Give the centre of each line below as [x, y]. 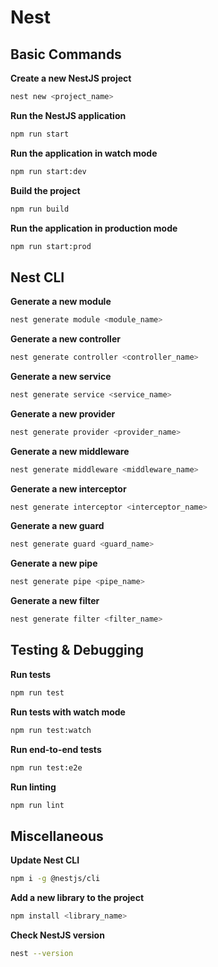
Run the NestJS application [68, 115]
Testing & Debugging [77, 650]
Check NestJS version [57, 935]
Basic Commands [66, 54]
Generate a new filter [55, 601]
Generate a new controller [65, 339]
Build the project [45, 190]
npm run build [40, 209]
